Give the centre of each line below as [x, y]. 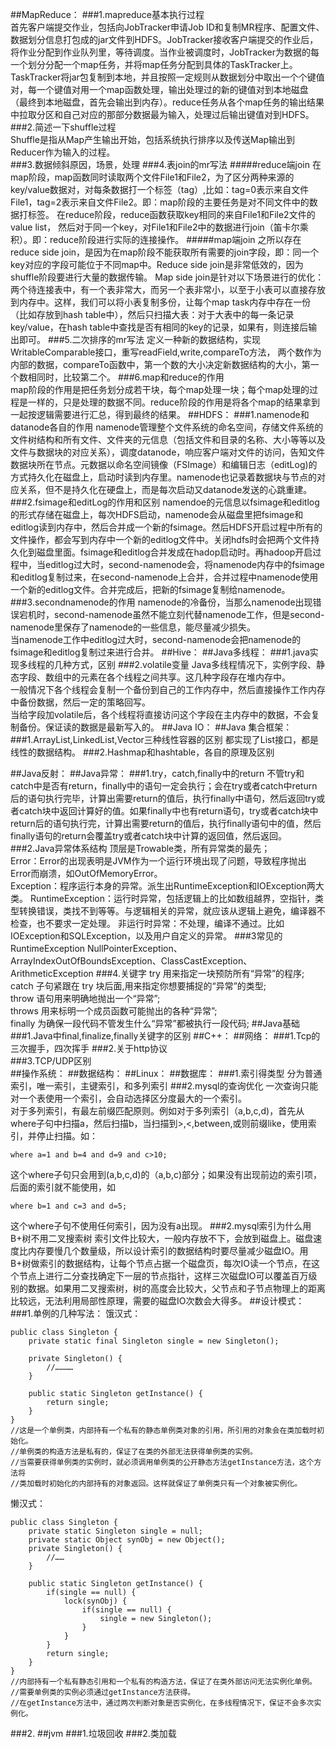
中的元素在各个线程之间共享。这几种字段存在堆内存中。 [176, 677]
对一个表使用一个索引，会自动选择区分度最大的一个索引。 [128, 1098]
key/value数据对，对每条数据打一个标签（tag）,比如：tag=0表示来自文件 [160, 189]
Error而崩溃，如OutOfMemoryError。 [86, 873]
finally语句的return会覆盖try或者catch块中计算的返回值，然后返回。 [148, 836]
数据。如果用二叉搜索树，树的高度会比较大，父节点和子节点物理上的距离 [176, 1288]
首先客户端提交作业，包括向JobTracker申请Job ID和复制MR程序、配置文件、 [167, 27]
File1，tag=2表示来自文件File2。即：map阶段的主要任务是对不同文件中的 [160, 202]
